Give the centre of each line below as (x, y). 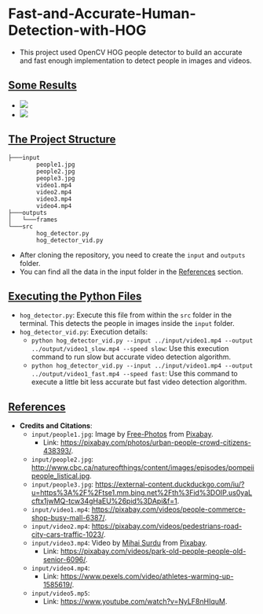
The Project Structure (62, 140)
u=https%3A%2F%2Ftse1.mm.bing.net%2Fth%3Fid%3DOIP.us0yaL (142, 493)
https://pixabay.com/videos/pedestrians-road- (166, 526)
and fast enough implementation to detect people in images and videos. (136, 61)
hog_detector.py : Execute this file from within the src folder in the (126, 315)
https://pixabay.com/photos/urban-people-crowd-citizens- (155, 442)
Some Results (42, 85)
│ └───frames (33, 220)
